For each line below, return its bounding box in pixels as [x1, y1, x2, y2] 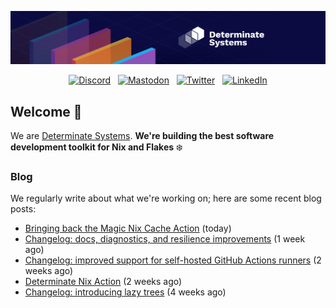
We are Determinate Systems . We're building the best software [10, 129, 275, 141]
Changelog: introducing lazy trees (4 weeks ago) [24, 286, 227, 298]
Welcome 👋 [10, 103, 83, 120]
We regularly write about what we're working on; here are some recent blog [10, 192, 322, 205]
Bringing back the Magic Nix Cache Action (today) [24, 222, 232, 235]
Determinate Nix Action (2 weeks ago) [24, 276, 183, 288]
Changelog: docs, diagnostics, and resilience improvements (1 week [24, 233, 306, 245]
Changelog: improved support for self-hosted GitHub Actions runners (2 [24, 254, 322, 266]
